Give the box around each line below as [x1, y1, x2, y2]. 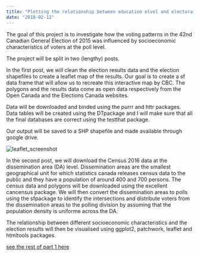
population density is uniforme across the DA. [6, 207, 118, 214]
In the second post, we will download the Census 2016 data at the [6, 157, 168, 164]
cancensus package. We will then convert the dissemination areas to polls [6, 188, 188, 195]
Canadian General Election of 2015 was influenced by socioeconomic [6, 37, 176, 44]
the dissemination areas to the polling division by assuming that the [6, 201, 171, 208]
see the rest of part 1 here [6, 243, 70, 250]
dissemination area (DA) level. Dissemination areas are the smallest [6, 163, 171, 170]
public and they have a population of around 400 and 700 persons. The [6, 176, 182, 183]
